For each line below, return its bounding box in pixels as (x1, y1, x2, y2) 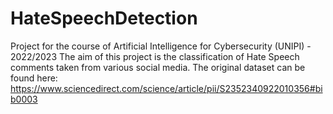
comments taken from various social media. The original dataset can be (10, 61, 306, 73)
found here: (10, 72, 58, 84)
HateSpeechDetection (10, 7, 198, 30)
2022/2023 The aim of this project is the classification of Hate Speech (10, 50, 300, 62)
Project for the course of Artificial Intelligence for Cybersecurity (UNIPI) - (10, 40, 312, 52)
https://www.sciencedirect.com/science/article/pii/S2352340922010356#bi (10, 82, 323, 94)
